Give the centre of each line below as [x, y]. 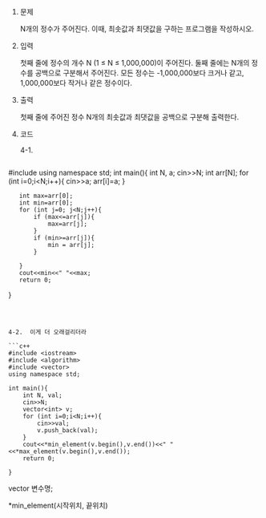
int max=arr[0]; [46, 196]
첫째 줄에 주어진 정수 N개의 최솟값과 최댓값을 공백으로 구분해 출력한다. [129, 117]
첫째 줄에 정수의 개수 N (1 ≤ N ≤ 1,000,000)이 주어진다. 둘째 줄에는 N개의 [135, 63]
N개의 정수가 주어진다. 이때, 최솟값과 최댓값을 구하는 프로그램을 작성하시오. [137, 29]
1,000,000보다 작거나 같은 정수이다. [76, 83]
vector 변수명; [31, 488]
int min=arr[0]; [46, 203]
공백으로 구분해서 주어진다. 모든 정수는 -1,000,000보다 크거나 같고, [139, 73]
